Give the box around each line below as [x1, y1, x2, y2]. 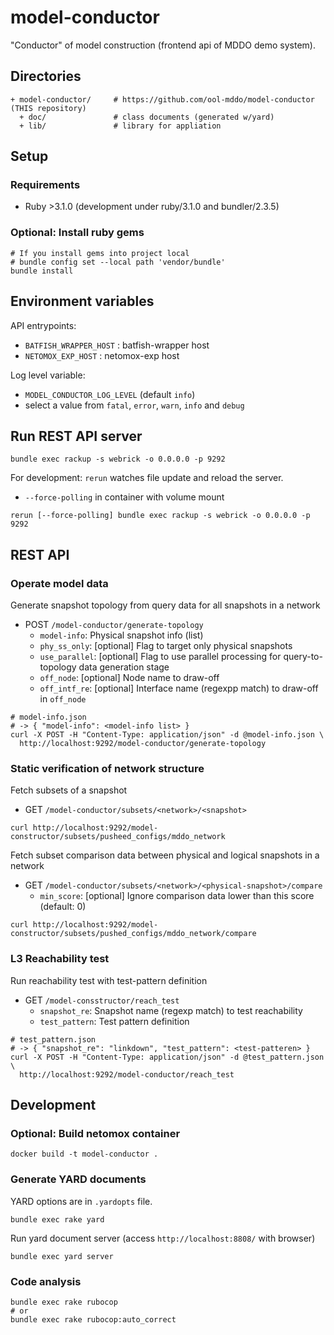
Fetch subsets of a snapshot [10, 784, 128, 796]
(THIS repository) [10, 103, 87, 113]
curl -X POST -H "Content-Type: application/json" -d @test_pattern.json [10, 1052, 325, 1062]
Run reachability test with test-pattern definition [10, 974, 208, 986]
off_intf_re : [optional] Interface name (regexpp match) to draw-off [39, 682, 319, 695]
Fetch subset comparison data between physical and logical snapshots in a [10, 849, 320, 861]
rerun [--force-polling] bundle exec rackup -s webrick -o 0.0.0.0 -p [10, 511, 311, 521]
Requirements [10, 178, 81, 192]
